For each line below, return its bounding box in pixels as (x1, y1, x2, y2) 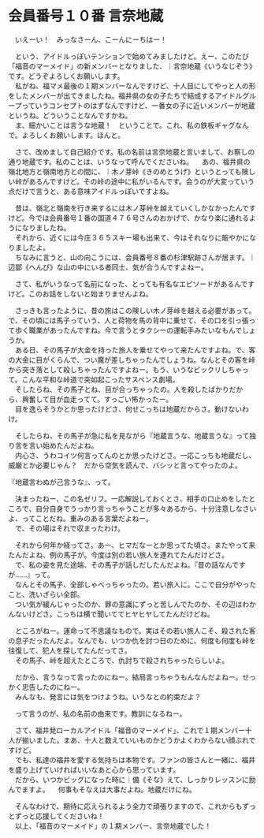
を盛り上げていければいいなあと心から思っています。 (8, 765, 180, 774)
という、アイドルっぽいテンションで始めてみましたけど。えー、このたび (14, 51, 250, 61)
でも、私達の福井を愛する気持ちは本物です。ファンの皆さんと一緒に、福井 (14, 754, 256, 765)
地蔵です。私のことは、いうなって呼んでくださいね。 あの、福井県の (21, 157, 251, 166)
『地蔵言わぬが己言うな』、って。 (8, 477, 115, 486)
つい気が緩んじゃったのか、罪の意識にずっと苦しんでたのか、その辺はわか (14, 599, 256, 609)
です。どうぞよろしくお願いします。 (8, 71, 125, 80)
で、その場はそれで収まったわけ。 (14, 523, 125, 533)
